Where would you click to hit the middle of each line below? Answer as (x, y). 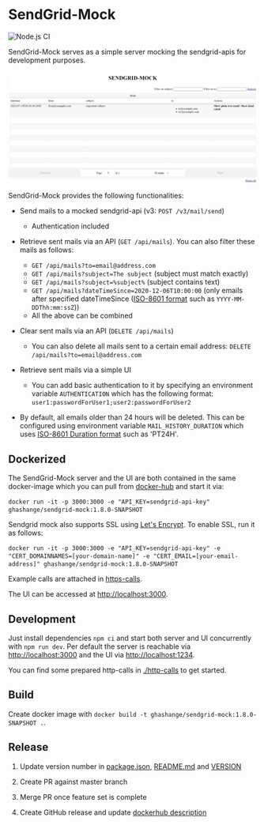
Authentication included (70, 226)
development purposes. (47, 60)
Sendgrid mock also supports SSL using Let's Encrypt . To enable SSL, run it (132, 525)
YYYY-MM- (230, 299)
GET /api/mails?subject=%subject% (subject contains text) (126, 282)
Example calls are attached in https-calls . (75, 579)
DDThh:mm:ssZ (53, 308)
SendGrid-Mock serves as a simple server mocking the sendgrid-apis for (127, 51)
